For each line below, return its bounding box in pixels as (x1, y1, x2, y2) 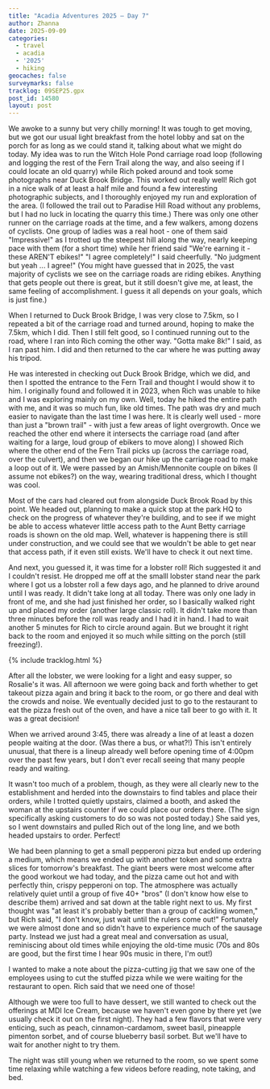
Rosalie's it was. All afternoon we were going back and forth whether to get (8, 680, 259, 689)
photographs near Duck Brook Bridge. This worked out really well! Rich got (8, 175, 256, 185)
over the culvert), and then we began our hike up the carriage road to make (8, 454, 259, 464)
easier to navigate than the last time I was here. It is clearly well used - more (8, 412, 261, 421)
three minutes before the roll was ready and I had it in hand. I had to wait (8, 614, 249, 624)
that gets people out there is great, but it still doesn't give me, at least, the (8, 278, 254, 288)
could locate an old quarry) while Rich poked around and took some (8, 167, 234, 176)
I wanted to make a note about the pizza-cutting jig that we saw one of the (8, 964, 255, 975)
